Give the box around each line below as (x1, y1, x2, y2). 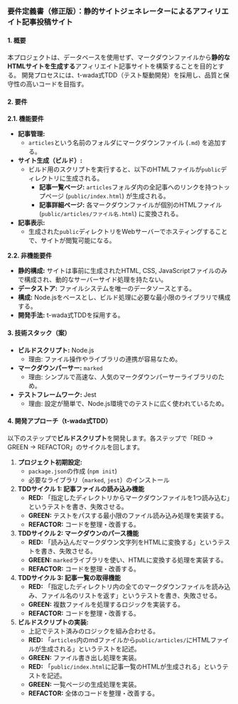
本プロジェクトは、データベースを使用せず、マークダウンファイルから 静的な (7, 53, 231, 62)
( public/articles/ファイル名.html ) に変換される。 (38, 210, 183, 218)
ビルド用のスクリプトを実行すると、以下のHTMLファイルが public (28, 165, 221, 174)
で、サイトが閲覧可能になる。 (28, 236, 116, 245)
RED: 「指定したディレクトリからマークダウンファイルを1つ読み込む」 (28, 493, 230, 502)
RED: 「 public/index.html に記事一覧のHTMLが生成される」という (28, 662, 222, 671)
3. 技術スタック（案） (7, 329, 71, 337)
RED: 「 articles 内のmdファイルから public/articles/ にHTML (28, 635, 211, 644)
